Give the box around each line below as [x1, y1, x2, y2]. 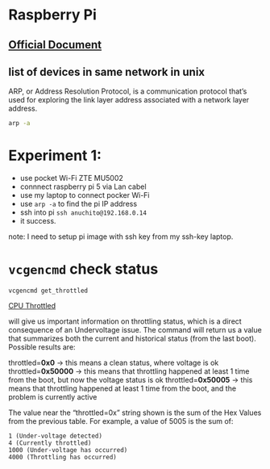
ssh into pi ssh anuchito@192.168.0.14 [19, 207, 147, 217]
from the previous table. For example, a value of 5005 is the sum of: [8, 417, 234, 426]
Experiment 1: [8, 147, 102, 165]
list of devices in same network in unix [8, 65, 206, 78]
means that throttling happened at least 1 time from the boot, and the [8, 383, 236, 393]
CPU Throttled [8, 301, 56, 311]
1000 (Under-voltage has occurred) [8, 446, 128, 454]
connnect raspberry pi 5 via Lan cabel [19, 182, 147, 191]
